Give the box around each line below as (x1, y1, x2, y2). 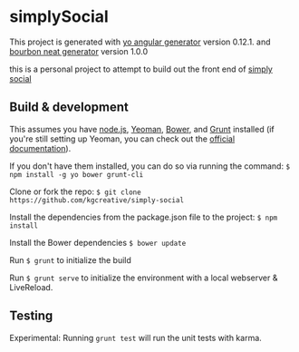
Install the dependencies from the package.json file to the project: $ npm (9, 211, 278, 222)
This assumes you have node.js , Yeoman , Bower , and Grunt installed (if (9, 123, 275, 134)
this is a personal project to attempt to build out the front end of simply (9, 64, 274, 74)
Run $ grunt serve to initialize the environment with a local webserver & (9, 272, 278, 283)
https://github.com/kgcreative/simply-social (9, 195, 184, 205)
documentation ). (9, 142, 72, 153)
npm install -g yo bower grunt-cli (9, 170, 144, 179)
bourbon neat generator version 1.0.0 (9, 45, 148, 56)
